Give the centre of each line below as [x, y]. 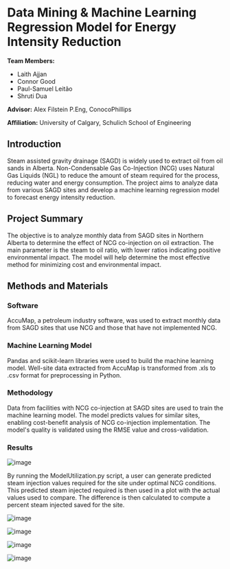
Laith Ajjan [32, 74]
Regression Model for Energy [92, 27]
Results [20, 448]
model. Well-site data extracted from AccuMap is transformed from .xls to [112, 368]
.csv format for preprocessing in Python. [64, 375]
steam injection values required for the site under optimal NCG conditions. [112, 483]
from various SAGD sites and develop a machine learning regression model [113, 189]
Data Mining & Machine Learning [102, 13]
